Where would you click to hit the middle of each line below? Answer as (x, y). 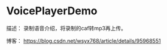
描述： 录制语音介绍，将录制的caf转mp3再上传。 (66, 28)
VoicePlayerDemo (52, 11)
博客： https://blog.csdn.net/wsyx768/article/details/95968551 (83, 40)
